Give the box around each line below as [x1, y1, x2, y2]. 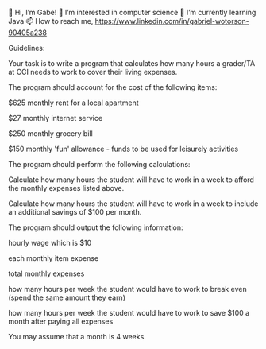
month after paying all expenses [8, 316, 114, 326]
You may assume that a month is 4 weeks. [8, 332, 147, 341]
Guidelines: [8, 44, 45, 52]
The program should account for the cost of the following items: [8, 83, 218, 91]
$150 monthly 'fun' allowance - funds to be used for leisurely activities [8, 144, 239, 153]
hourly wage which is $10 [8, 238, 92, 247]
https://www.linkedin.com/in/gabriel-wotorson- [94, 17, 249, 25]
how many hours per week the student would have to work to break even [8, 285, 248, 293]
